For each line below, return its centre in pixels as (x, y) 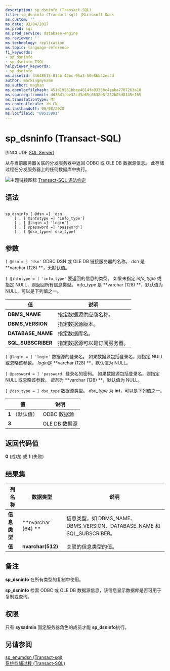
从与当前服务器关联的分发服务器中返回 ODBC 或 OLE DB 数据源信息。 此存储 (85, 163)
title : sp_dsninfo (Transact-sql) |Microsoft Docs (60, 15)
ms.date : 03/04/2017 (27, 24)
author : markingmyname (29, 80)
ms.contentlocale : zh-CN (31, 104)
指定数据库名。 (76, 333)
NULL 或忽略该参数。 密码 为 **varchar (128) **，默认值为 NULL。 (74, 380)
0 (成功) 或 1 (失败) (25, 456)
